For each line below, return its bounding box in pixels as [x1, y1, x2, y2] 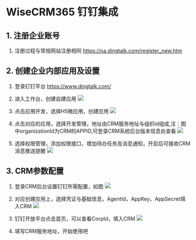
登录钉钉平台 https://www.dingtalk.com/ [14, 83, 111, 90]
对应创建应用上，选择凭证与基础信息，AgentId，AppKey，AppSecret [14, 195, 181, 202]
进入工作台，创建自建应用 [14, 95, 77, 102]
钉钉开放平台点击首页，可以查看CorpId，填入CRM [14, 215, 136, 222]
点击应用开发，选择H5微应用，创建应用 [14, 107, 109, 114]
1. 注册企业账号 [6, 31, 60, 40]
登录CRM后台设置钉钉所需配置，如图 [14, 182, 104, 190]
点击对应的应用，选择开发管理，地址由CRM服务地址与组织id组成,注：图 [14, 120, 186, 127]
